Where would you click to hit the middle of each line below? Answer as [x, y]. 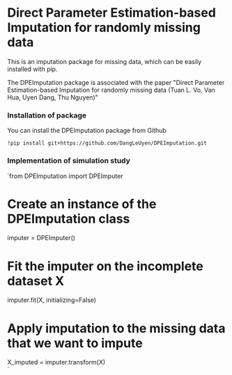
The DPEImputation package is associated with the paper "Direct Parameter [116, 82]
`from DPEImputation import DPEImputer [65, 176]
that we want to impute [75, 343]
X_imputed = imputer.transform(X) [56, 362]
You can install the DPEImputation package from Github [87, 131]
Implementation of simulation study [69, 161]
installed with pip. [32, 69]
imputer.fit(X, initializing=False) [52, 300]
